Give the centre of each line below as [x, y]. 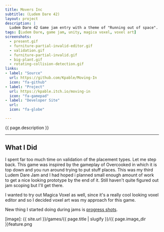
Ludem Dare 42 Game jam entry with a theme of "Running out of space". [84, 28]
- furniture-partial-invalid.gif [43, 55]
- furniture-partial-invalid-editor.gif [51, 46]
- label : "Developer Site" [32, 101]
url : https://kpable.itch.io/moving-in [50, 91]
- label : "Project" [25, 87]
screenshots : [18, 37]
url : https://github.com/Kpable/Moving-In [53, 78]
